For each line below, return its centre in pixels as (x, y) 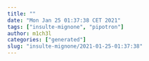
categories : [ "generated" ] (47, 40)
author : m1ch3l (30, 33)
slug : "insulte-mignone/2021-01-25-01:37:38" (75, 46)
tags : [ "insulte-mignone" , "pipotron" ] (66, 27)
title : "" (22, 14)
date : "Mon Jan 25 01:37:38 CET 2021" (64, 20)
